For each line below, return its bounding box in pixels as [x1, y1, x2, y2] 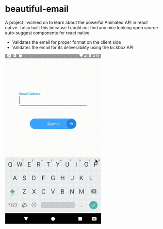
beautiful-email [5, 3, 69, 15]
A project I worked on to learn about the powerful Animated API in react [5, 19, 148, 25]
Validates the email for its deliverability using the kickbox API [12, 44, 134, 50]
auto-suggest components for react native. [5, 30, 91, 35]
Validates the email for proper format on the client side [12, 39, 121, 45]
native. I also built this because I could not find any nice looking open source [5, 24, 158, 30]
